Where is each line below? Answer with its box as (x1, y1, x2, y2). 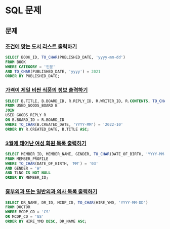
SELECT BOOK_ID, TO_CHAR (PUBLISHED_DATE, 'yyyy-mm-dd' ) (5, 54, 125, 60)
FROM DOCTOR (5, 205, 30, 210)
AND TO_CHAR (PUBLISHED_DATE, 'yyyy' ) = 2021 (5, 69, 101, 74)
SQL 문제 (5, 5, 42, 16)
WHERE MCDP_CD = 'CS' (5, 209, 51, 215)
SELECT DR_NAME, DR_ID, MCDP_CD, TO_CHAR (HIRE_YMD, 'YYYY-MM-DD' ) (5, 200, 148, 205)
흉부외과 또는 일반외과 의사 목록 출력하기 (5, 188, 98, 195)
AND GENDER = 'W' (5, 166, 42, 171)
